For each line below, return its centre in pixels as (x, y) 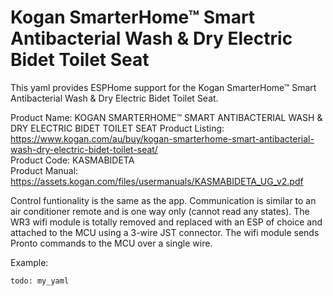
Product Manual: (44, 170)
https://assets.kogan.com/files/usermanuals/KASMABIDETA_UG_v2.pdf (157, 181)
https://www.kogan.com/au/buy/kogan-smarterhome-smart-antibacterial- (162, 138)
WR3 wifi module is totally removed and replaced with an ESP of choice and (166, 222)
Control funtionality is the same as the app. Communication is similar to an (163, 200)
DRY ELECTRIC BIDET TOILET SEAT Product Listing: (117, 128)
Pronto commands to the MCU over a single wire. (111, 243)
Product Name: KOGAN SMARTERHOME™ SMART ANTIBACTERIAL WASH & (166, 117)
